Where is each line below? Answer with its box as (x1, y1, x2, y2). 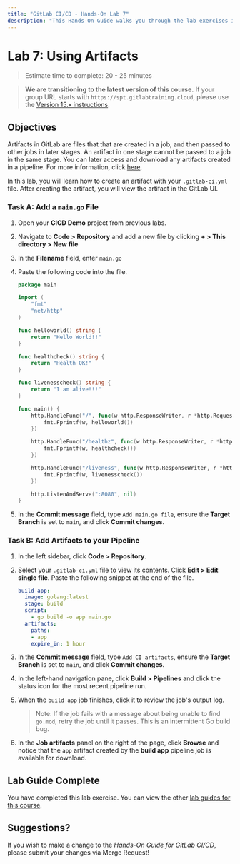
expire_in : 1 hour (31, 640, 86, 647)
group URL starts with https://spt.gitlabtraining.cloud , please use (24, 93, 229, 101)
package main (17, 281, 57, 288)
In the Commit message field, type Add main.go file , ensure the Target (17, 510, 231, 518)
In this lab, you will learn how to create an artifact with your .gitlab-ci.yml (7, 176, 228, 186)
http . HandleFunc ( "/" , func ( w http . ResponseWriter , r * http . (31, 412, 214, 419)
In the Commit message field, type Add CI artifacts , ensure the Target (17, 653, 231, 661)
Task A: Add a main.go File (7, 202, 99, 212)
